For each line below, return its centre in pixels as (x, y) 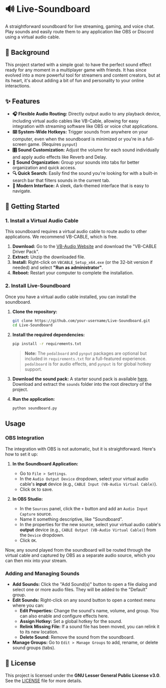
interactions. (18, 86)
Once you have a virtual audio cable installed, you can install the (71, 297)
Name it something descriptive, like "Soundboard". (71, 519)
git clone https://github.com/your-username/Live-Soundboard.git (81, 321)
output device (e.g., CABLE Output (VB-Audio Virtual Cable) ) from (88, 530)
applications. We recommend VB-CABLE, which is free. (61, 237)
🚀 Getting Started (32, 206)
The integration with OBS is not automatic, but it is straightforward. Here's (81, 449)
